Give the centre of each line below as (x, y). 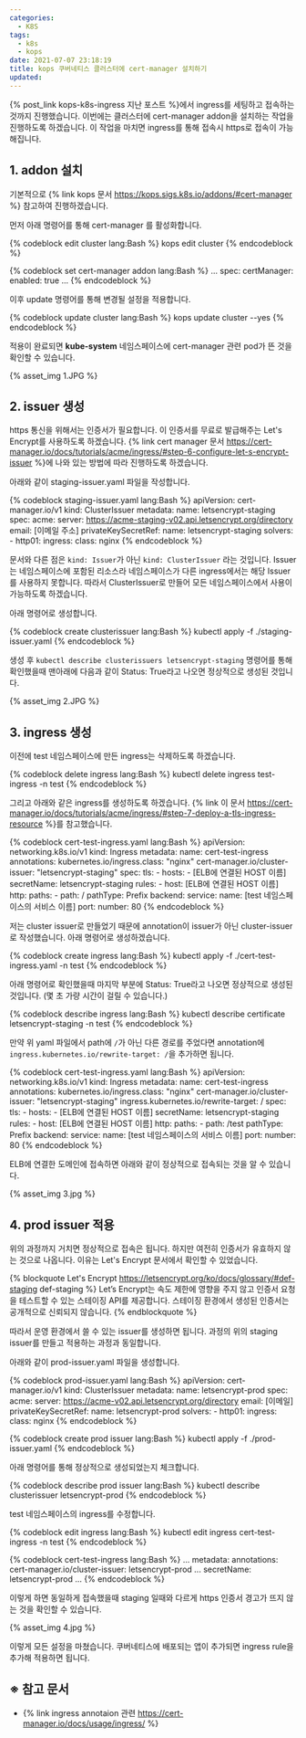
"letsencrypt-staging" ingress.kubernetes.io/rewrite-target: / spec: (161, 1101)
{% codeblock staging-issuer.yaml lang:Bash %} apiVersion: (122, 500)
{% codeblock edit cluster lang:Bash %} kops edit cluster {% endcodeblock (151, 243)
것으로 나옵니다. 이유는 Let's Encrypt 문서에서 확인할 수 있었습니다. (138, 1260)
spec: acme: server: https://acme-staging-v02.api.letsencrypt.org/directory (151, 520)
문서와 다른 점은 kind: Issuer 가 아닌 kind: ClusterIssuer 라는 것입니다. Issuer (153, 560)
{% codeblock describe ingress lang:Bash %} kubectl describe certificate (147, 1014)
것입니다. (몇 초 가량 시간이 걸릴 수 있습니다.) (89, 995)
